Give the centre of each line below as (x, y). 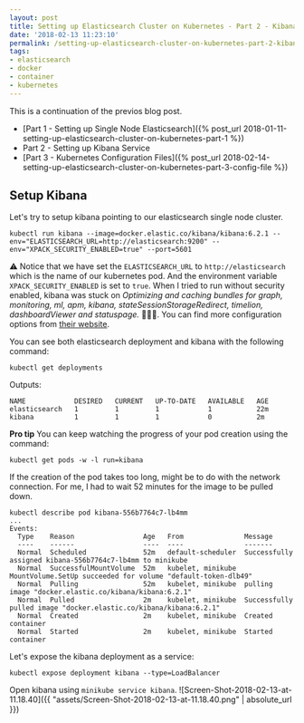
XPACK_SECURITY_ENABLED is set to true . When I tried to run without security (147, 285)
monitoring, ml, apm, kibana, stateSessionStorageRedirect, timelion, (137, 305)
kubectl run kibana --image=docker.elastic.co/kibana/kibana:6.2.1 (139, 234)
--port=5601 (170, 250)
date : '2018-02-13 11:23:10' (64, 34)
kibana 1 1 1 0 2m (137, 418)
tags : (19, 52)
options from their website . (60, 324)
